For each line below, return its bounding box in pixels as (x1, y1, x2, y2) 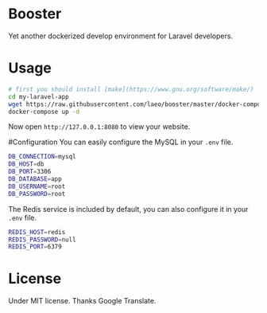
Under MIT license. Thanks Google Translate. (8, 296, 157, 306)
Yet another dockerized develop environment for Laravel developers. (8, 31, 233, 41)
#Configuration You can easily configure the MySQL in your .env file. (8, 137, 234, 147)
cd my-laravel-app (8, 92, 69, 100)
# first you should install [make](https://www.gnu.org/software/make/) (8, 85, 254, 93)
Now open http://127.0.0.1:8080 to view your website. (8, 122, 191, 131)
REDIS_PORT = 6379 (8, 243, 62, 251)
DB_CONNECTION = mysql (8, 153, 77, 161)
